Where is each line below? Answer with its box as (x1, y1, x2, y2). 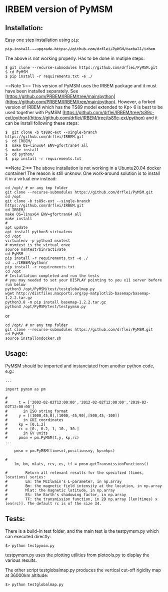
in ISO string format (23, 409, 68, 414)
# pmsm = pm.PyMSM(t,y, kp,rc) (5, 435, 79, 440)
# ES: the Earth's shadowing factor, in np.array (5, 492, 126, 497)
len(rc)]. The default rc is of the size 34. (5, 501, 101, 506)
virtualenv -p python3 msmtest (5, 238, 70, 243)
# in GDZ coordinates (5, 417, 64, 423)
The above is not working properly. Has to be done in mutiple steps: (5, 55, 145, 61)
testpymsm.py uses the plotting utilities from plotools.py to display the (5, 552, 150, 558)
